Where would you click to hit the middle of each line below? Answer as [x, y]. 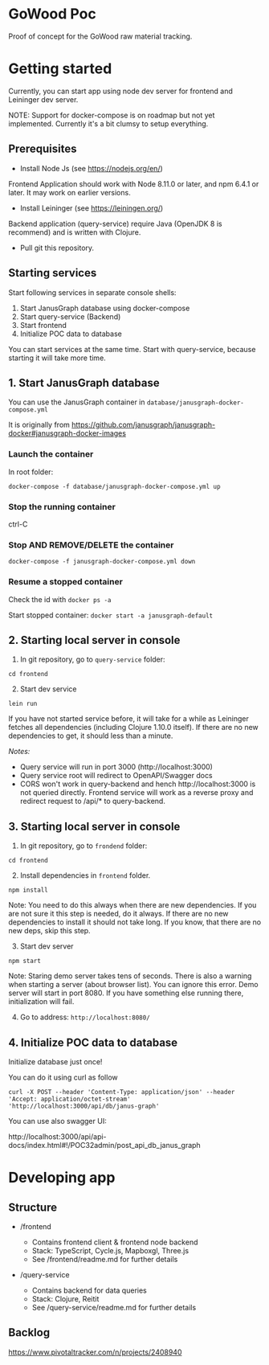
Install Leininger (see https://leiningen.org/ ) [92, 208]
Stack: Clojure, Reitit [65, 1298]
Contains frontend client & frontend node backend [115, 1242]
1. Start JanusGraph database [84, 383]
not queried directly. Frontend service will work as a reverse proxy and [137, 793]
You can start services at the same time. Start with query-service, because [132, 349]
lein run [23, 704]
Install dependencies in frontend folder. [85, 875]
